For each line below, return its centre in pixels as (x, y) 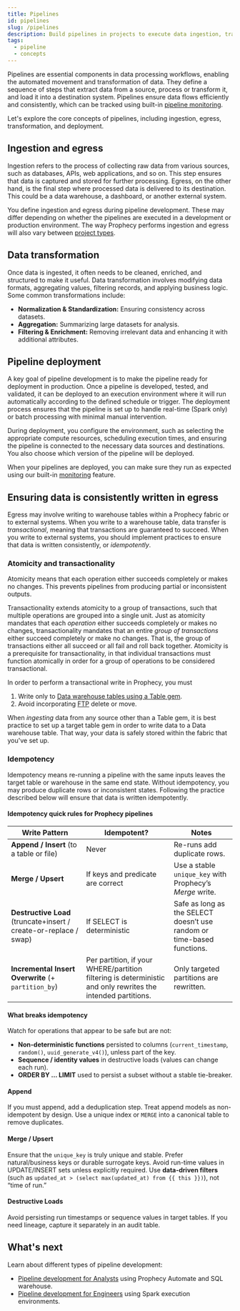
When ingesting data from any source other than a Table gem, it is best (112, 718)
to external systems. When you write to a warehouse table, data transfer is (117, 522)
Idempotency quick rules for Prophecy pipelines (80, 814)
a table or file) (35, 853)
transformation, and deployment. (56, 126)
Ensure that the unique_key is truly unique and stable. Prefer (95, 1155)
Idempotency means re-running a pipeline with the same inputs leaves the (116, 774)
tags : (15, 41)
